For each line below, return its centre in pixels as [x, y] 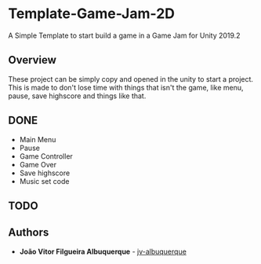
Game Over [38, 164]
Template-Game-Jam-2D [91, 14]
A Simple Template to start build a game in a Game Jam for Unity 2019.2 [124, 35]
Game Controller [46, 156]
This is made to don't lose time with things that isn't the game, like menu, [126, 87]
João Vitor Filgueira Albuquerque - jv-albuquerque [103, 251]
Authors [29, 233]
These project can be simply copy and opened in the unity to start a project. [130, 79]
